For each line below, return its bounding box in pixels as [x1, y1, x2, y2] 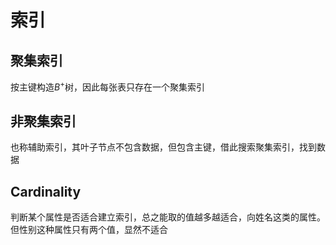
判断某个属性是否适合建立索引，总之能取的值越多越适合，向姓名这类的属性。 [10, 211, 326, 223]
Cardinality [10, 183, 82, 200]
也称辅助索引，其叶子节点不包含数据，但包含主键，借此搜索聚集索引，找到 [10, 141, 317, 153]
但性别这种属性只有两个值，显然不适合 [10, 224, 168, 236]
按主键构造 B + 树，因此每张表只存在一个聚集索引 [10, 79, 205, 93]
